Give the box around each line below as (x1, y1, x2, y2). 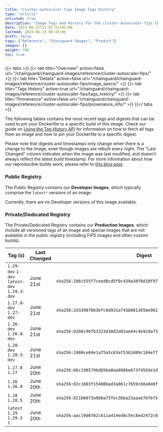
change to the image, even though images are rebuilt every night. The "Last (5, 146, 156, 152)
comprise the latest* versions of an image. (5, 189, 92, 195)
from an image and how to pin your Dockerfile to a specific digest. (5, 131, 137, 137)
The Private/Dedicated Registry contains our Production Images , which (5, 222, 148, 228)
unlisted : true (5, 16, 36, 21)
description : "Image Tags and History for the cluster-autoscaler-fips (5, 20, 153, 26)
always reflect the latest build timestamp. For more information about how (5, 156, 153, 162)
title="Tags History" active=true (5, 86, 69, 92)
